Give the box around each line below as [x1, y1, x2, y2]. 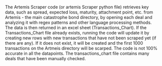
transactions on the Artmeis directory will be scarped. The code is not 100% [5, 46, 158, 51]
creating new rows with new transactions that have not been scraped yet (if [5, 35, 157, 41]
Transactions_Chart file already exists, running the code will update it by [5, 30, 149, 35]
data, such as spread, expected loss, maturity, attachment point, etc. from [5, 9, 153, 15]
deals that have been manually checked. [5, 56, 86, 61]
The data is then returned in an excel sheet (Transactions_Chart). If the [5, 25, 147, 31]
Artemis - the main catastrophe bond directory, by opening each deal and [5, 15, 152, 20]
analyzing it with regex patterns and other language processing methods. [5, 19, 152, 25]
